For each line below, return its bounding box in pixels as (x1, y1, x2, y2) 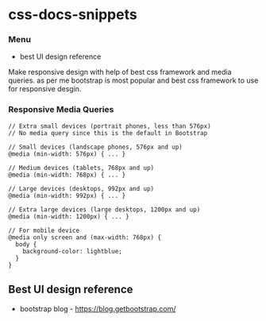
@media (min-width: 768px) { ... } (8, 171, 126, 179)
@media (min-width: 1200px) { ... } (8, 212, 129, 220)
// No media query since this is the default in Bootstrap (8, 129, 208, 137)
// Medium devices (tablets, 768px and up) (8, 164, 155, 172)
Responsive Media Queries (8, 104, 114, 115)
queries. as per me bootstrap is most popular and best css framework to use (8, 75, 259, 85)
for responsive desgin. (8, 84, 82, 94)
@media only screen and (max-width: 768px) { (8, 233, 161, 242)
